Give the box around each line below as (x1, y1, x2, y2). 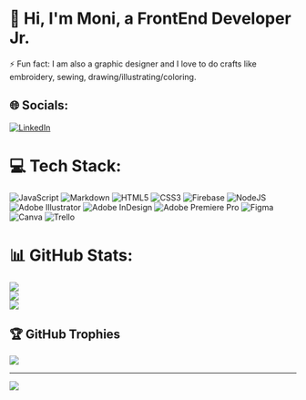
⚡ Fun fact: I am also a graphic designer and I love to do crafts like (9, 58, 258, 69)
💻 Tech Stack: (9, 155, 122, 176)
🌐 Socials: (9, 97, 69, 113)
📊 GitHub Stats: (9, 245, 134, 265)
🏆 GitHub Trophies (9, 327, 121, 343)
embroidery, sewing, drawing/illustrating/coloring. (9, 71, 197, 82)
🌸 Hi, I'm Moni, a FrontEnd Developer (9, 8, 291, 29)
